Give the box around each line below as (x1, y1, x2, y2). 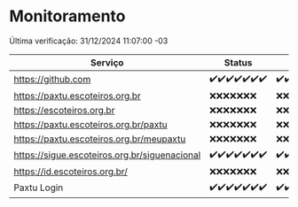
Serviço (90, 56, 124, 68)
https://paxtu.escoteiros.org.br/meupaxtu (13, 133, 186, 145)
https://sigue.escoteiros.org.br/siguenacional (13, 149, 201, 161)
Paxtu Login (13, 181, 64, 194)
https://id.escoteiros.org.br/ (13, 165, 129, 178)
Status (223, 56, 253, 68)
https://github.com (13, 73, 91, 86)
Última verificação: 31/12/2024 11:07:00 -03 (9, 35, 169, 46)
